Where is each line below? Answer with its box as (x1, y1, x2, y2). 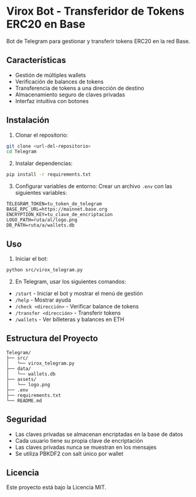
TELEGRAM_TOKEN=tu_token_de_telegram (6, 201, 102, 207)
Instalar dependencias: (15, 160, 73, 167)
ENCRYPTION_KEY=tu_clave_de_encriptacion (6, 212, 113, 218)
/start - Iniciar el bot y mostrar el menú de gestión (15, 289, 143, 297)
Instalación (6, 115, 50, 126)
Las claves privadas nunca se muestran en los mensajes (15, 443, 157, 451)
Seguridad (6, 414, 47, 425)
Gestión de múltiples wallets (15, 71, 86, 79)
